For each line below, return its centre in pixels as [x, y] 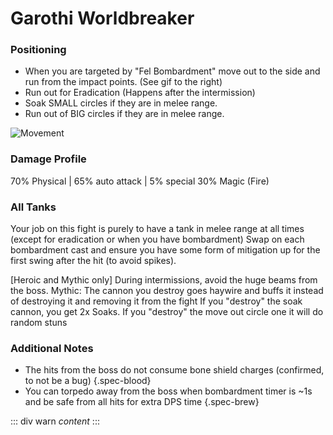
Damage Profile [48, 159]
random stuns [39, 323]
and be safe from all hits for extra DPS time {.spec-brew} [142, 402]
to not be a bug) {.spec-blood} [88, 381]
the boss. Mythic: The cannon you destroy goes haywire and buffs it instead [167, 291]
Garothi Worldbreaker [102, 18]
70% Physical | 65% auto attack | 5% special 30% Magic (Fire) [140, 181]
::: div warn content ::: [55, 421]
